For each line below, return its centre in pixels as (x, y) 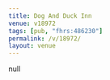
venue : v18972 (32, 23)
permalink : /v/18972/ (45, 38)
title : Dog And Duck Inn (50, 16)
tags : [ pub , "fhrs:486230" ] (56, 31)
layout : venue (32, 46)
